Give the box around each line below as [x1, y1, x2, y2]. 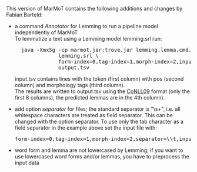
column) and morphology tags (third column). [14, 82, 125, 88]
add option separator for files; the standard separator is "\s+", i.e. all [14, 105, 181, 113]
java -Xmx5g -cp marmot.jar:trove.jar [21, 47, 133, 53]
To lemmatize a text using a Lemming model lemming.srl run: [14, 35, 162, 42]
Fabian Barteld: [6, 11, 43, 18]
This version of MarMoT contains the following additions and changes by [6, 5, 183, 12]
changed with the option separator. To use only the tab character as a [14, 118, 184, 125]
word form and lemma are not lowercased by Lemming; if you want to [14, 147, 183, 154]
